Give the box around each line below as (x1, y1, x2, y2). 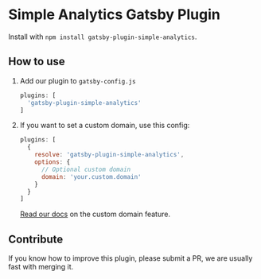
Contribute (8, 232, 64, 246)
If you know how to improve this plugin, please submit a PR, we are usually (8, 254, 253, 263)
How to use (8, 55, 65, 68)
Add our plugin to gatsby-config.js (19, 76, 137, 85)
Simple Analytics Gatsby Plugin (8, 6, 220, 24)
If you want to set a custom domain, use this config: (19, 121, 190, 130)
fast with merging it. (8, 262, 74, 272)
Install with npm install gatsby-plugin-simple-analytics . (8, 32, 197, 41)
